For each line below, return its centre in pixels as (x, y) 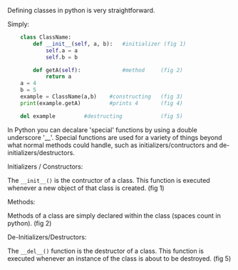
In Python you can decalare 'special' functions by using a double (102, 130)
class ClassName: (46, 37)
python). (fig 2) (30, 223)
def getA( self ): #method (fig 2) (108, 70)
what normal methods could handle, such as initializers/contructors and (113, 145)
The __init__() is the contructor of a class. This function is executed (109, 180)
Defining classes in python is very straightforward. (81, 10)
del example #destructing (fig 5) (102, 116)
